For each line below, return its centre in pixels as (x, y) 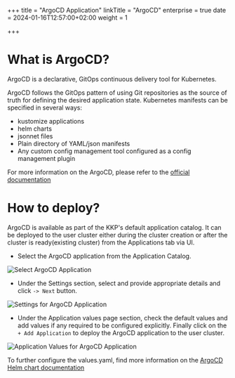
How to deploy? (54, 208)
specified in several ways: (45, 107)
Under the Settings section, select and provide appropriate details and (119, 283)
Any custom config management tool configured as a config (104, 151)
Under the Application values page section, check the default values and (122, 318)
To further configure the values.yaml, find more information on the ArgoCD (115, 360)
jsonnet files (35, 136)
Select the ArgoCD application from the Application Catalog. (104, 256)
